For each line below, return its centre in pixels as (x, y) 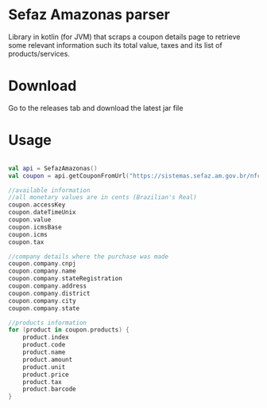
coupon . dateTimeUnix (43, 213)
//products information (48, 323)
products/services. (39, 53)
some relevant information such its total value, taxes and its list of (115, 45)
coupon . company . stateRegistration (66, 279)
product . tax (42, 382)
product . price (46, 375)
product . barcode (50, 389)
